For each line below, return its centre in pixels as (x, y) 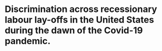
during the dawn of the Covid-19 (74, 30)
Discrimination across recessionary (81, 9)
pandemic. (28, 41)
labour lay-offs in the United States (79, 20)
